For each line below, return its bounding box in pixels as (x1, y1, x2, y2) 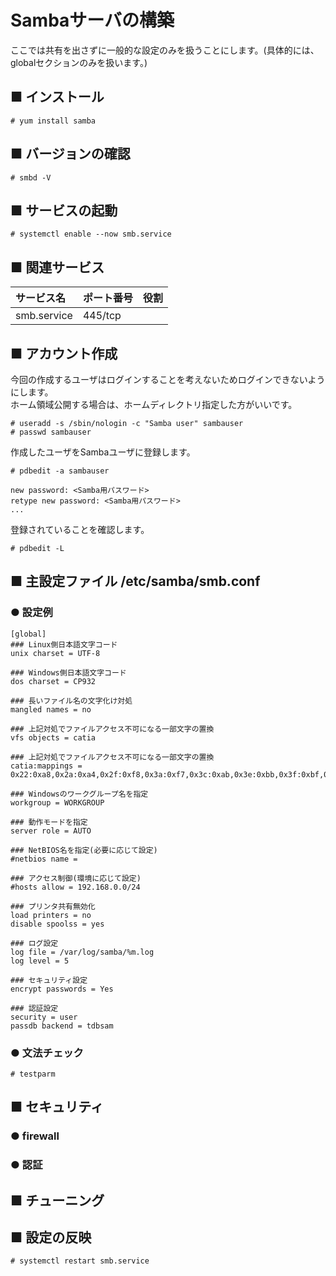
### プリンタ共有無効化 (10, 901, 96, 911)
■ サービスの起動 (10, 202, 118, 219)
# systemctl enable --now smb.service (10, 229, 172, 240)
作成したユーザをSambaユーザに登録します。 (10, 446, 196, 458)
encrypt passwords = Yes (10, 984, 114, 994)
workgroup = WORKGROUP (10, 797, 105, 808)
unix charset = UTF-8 (10, 648, 101, 658)
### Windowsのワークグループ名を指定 (10, 789, 149, 799)
